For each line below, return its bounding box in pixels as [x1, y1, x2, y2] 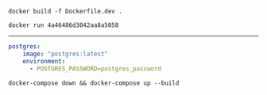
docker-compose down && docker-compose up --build [8, 79, 180, 87]
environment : [22, 57, 66, 65]
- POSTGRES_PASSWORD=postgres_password [29, 64, 161, 73]
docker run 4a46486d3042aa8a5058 [8, 21, 119, 29]
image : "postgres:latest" [22, 50, 109, 58]
